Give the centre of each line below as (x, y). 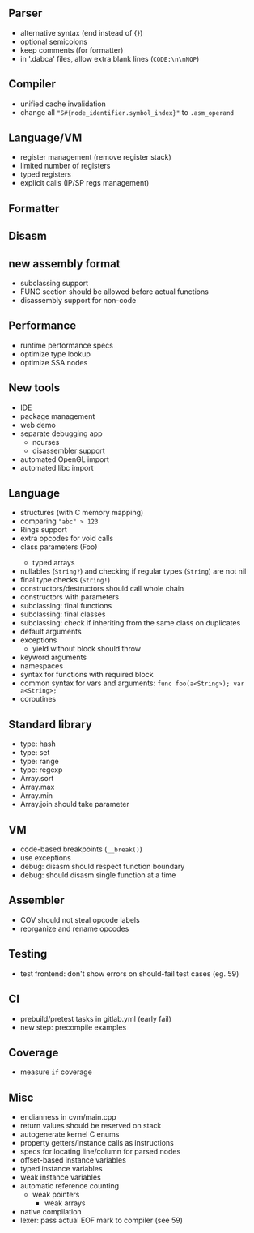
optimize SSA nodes (54, 362)
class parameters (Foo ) (59, 547)
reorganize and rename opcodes (74, 928)
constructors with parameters (70, 597)
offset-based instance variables (73, 1160)
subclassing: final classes (63, 614)
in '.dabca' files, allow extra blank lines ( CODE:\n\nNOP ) (110, 58)
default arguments (51, 632)
